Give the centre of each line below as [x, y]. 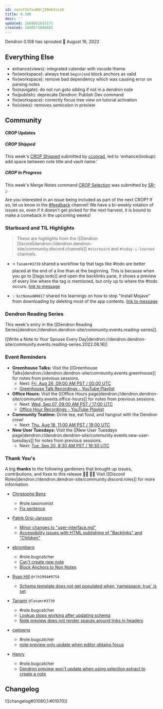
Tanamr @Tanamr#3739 [33, 601]
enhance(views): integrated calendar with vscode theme [69, 68]
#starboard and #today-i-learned [121, 249]
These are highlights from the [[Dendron [57, 239]
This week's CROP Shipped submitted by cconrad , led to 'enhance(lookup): [81, 156]
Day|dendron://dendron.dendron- [112, 339]
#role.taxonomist [36, 503]
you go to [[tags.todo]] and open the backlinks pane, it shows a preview [84, 276]
